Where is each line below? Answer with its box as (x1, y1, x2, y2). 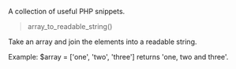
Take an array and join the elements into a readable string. (8, 37, 197, 46)
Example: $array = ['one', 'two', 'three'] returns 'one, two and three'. (8, 53, 229, 61)
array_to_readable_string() (27, 22, 113, 31)
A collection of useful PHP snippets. (8, 7, 125, 16)
